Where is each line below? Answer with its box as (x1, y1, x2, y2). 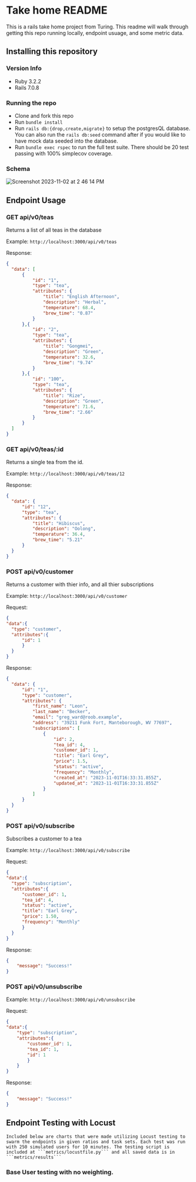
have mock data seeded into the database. (14, 137, 119, 144)
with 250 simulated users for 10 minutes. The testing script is (6, 1144, 170, 1150)
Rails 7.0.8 (14, 84, 39, 91)
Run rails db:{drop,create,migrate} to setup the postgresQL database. (14, 125, 191, 132)
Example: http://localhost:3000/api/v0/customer (6, 592, 128, 599)
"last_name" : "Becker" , (32, 709, 91, 715)
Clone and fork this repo (14, 112, 74, 119)
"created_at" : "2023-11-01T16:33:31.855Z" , (53, 775, 162, 781)
